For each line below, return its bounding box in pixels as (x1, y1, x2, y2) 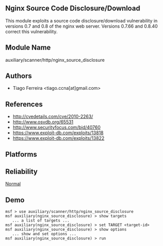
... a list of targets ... (12, 218, 70, 224)
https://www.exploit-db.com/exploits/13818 (12, 130, 104, 136)
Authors (5, 71, 32, 81)
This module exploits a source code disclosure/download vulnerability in (5, 17, 158, 23)
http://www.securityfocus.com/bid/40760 (12, 125, 101, 131)
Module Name (5, 43, 51, 52)
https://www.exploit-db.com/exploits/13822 (12, 135, 105, 141)
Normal (5, 181, 21, 187)
